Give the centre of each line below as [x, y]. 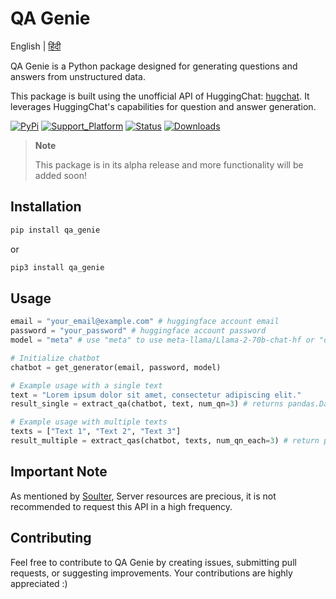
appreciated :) [39, 583]
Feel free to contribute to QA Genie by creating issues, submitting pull [153, 562]
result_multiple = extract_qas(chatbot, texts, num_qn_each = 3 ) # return [165, 441]
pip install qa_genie [55, 230]
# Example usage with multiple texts [89, 422]
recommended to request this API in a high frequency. [121, 506]
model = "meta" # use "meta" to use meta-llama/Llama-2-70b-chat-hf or [162, 340]
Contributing [51, 538]
